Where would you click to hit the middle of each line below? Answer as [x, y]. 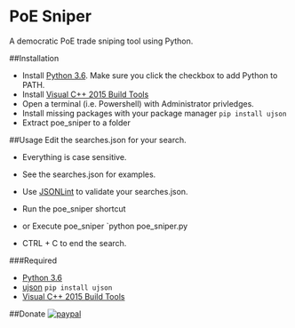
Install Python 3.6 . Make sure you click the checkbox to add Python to [150, 75]
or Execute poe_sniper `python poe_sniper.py [105, 226]
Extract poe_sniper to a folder [76, 123]
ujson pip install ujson [67, 287]
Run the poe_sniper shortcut [74, 208]
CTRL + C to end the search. [74, 243]
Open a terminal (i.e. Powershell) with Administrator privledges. [138, 103]
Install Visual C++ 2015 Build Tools [85, 94]
